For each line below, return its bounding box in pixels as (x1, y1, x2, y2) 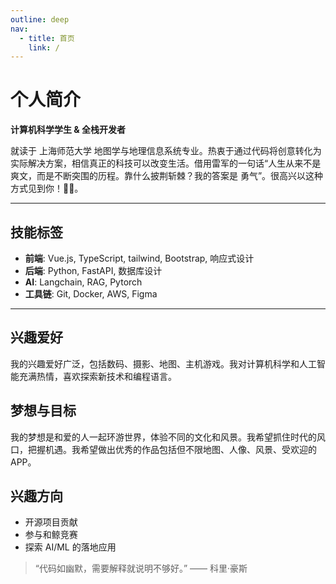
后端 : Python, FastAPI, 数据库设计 (24, 265, 163, 276)
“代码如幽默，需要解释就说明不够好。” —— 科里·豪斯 (34, 562, 248, 575)
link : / (28, 42, 60, 53)
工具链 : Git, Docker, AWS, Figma (24, 288, 158, 300)
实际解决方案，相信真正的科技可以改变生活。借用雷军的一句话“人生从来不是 (10, 157, 322, 170)
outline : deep (10, 14, 70, 25)
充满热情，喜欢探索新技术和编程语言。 (18, 370, 177, 382)
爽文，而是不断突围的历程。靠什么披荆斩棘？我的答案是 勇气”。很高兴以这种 (10, 170, 324, 182)
